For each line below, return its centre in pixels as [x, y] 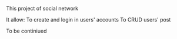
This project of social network [42, 8]
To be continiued [26, 31]
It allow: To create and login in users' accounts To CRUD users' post [88, 19]
